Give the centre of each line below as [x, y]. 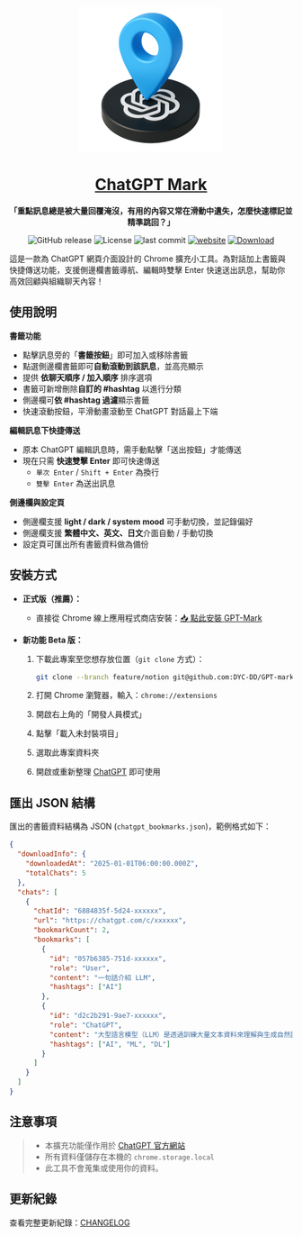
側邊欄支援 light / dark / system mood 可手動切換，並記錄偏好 [138, 522]
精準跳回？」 [151, 222]
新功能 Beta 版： [53, 640]
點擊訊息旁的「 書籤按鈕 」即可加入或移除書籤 [105, 355]
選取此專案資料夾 [67, 753]
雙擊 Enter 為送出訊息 [75, 483]
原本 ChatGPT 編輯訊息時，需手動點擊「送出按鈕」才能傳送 [132, 450]
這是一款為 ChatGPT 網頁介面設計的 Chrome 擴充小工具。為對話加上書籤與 [147, 259]
